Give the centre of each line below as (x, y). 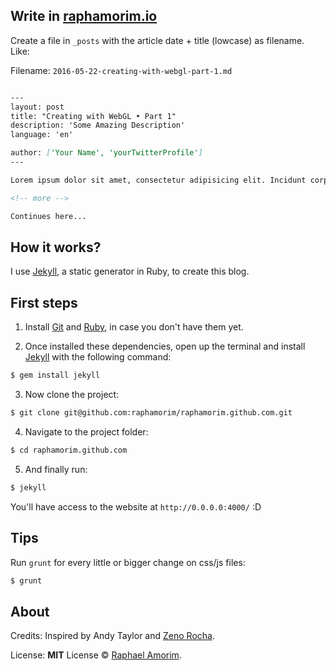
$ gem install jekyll (55, 375)
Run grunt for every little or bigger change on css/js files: (128, 562)
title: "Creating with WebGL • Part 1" (93, 116)
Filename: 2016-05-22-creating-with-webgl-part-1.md (121, 70)
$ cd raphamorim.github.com (69, 450)
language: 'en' (42, 135)
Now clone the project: (72, 395)
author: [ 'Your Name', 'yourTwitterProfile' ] (106, 153)
